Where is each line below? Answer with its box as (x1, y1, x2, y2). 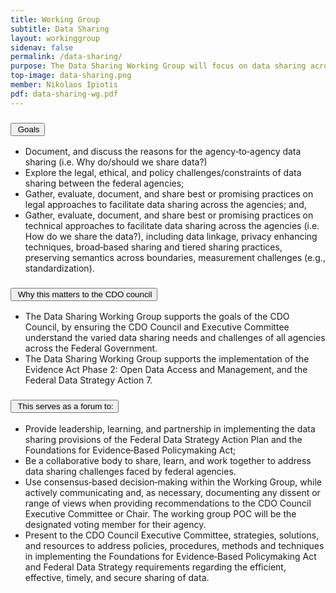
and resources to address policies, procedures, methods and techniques (24, 539, 325, 551)
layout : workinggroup (10, 33, 101, 43)
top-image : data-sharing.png (10, 71, 132, 81)
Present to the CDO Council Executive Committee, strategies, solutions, (24, 529, 320, 541)
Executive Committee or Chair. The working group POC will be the (24, 507, 297, 520)
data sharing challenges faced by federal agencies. (24, 465, 237, 477)
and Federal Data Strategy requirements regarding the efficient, (24, 561, 287, 573)
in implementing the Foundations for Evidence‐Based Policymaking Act (24, 550, 317, 562)
